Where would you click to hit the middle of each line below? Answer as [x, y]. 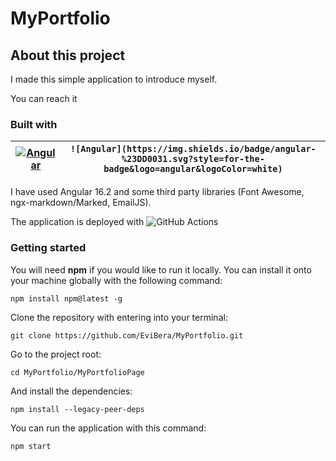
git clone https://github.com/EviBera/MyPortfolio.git [127, 335]
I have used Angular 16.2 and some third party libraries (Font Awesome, [157, 192]
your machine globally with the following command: [116, 280]
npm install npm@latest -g [66, 298]
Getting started [48, 248]
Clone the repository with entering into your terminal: [119, 317]
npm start [31, 446]
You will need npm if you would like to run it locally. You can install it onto [161, 269]
